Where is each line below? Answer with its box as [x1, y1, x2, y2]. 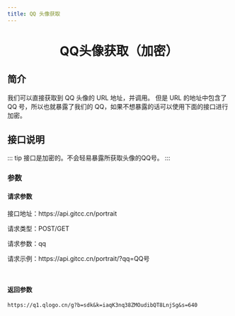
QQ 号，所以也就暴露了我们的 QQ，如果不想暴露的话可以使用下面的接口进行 [7, 102, 229, 110]
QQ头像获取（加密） [59, 43, 178, 59]
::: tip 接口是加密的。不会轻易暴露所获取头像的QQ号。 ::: [7, 153, 171, 163]
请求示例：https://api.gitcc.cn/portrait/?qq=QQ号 [7, 254, 150, 262]
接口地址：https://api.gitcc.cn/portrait [7, 209, 117, 218]
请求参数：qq [7, 239, 47, 247]
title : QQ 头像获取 [7, 10, 61, 18]
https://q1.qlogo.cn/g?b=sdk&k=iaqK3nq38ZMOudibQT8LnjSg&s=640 [7, 301, 198, 308]
